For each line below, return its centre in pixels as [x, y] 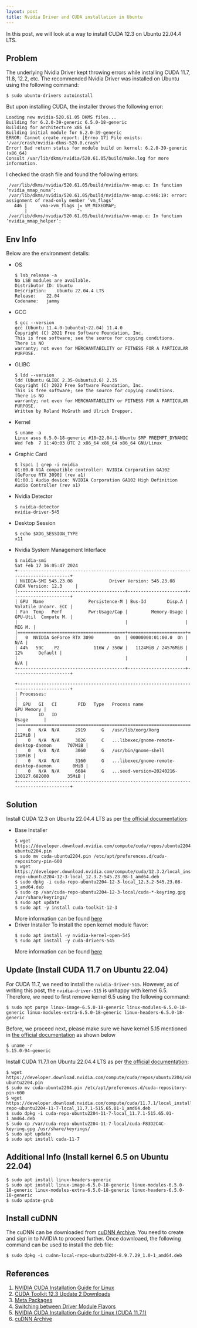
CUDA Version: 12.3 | [46, 587]
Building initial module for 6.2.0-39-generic [64, 133]
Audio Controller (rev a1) [47, 486]
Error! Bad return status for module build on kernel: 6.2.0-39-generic [97, 148]
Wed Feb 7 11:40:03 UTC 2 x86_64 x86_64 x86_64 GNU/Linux [88, 443]
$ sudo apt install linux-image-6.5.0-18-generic [68, 1185]
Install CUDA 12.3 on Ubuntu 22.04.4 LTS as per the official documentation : [97, 818]
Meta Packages [33, 1300]
